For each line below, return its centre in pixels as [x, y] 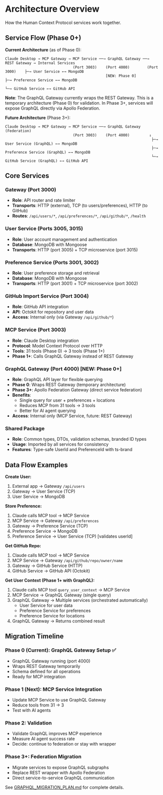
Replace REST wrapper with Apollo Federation [58, 772]
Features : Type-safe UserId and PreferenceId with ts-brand [72, 450]
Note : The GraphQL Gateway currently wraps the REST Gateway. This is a [79, 98]
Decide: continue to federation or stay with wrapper [64, 744]
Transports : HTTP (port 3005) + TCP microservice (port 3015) [75, 250]
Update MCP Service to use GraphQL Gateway [59, 700]
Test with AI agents [31, 710]
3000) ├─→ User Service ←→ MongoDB [44, 71]
